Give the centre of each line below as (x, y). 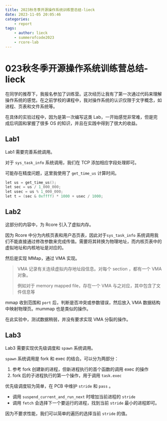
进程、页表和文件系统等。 (31, 106)
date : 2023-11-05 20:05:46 (33, 14)
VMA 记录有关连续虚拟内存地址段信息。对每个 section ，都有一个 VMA (89, 269)
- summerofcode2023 (34, 38)
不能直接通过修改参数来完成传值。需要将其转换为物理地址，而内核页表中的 (85, 241)
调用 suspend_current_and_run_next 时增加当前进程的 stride (74, 397)
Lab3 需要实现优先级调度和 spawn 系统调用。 (50, 348)
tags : (11, 28)
